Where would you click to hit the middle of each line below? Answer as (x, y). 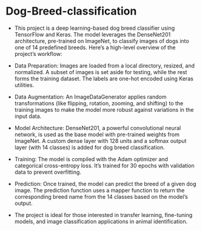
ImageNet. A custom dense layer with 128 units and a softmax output (100, 140)
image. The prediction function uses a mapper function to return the (99, 190)
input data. (28, 116)
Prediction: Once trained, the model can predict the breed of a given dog (105, 184)
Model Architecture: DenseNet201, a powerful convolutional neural (98, 128)
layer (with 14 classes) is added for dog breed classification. (89, 147)
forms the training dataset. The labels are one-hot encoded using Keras (104, 78)
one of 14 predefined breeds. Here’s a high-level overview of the (95, 47)
